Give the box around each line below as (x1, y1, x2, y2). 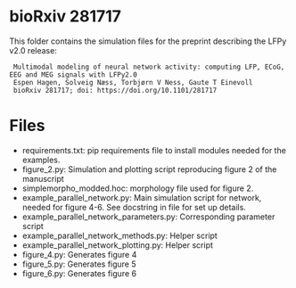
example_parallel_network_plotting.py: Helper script (21, 239, 214, 251)
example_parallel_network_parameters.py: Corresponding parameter (21, 211, 275, 222)
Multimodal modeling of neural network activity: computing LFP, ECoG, (12, 62, 285, 71)
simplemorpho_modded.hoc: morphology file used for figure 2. (21, 183, 254, 193)
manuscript (21, 173, 64, 184)
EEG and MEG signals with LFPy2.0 (9, 70, 138, 79)
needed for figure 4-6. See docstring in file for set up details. (21, 202, 247, 212)
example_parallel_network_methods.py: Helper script (21, 230, 218, 241)
